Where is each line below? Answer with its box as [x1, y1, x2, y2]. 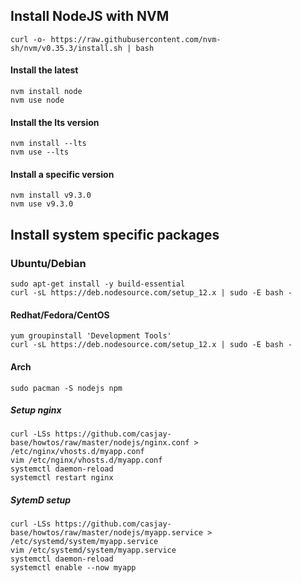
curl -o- [10, 34, 47, 44]
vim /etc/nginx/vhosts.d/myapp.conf [10, 455, 163, 466]
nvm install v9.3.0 [10, 190, 92, 201]
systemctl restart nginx [10, 473, 114, 483]
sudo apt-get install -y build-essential [10, 279, 186, 289]
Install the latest [10, 64, 79, 76]
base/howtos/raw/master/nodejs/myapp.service [10, 528, 203, 538]
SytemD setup [10, 494, 72, 506]
